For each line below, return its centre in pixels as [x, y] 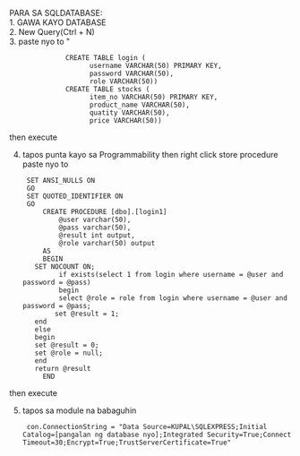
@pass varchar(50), [95, 228]
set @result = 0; [67, 345]
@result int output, [97, 236]
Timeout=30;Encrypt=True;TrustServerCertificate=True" [127, 443]
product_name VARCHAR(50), [140, 105]
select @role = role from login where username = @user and [173, 298]
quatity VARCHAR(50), [129, 113]
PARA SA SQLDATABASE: [56, 13]
